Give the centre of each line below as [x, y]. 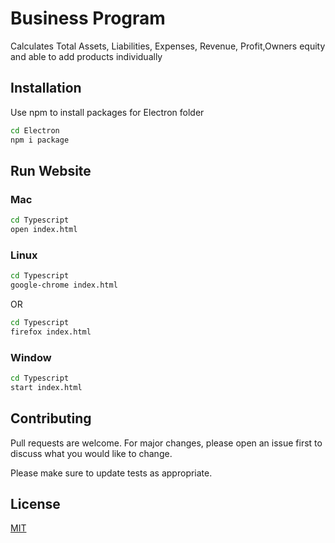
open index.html [44, 230]
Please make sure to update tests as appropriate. [111, 473]
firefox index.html [51, 332]
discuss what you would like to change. [91, 453]
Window [31, 357]
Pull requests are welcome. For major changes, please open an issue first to [166, 443]
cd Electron [35, 130]
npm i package [40, 140]
